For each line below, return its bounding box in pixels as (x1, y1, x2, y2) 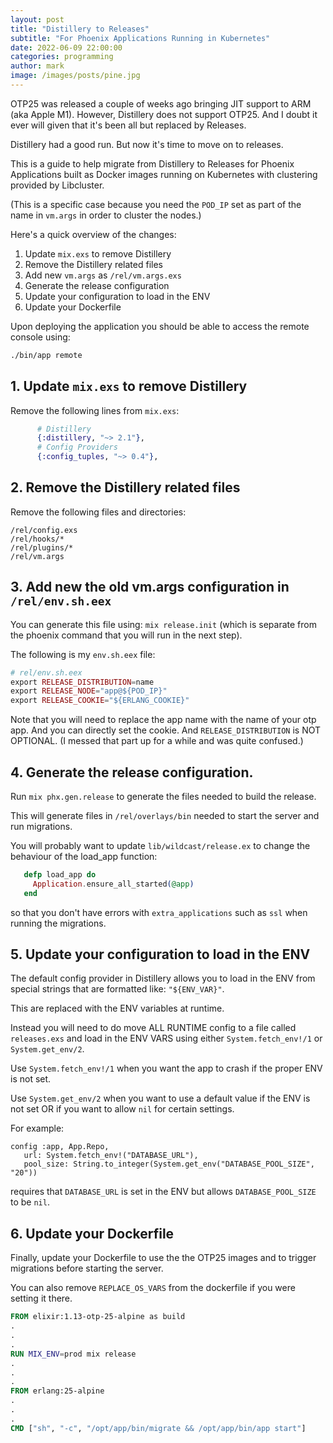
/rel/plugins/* (10, 542, 74, 553)
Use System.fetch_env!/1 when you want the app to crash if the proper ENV (10, 1062, 323, 1075)
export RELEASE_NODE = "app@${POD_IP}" (10, 686, 168, 696)
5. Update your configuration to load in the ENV (10, 946, 311, 963)
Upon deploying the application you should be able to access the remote (10, 320, 310, 332)
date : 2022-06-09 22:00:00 (10, 42, 123, 53)
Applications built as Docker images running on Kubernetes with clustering (10, 168, 318, 180)
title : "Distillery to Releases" (10, 24, 150, 34)
